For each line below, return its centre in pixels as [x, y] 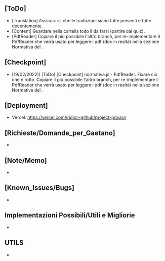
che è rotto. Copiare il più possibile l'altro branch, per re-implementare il [85, 80]
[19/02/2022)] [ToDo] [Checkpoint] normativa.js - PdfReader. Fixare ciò [84, 74]
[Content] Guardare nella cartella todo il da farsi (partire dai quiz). [78, 31]
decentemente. [27, 26]
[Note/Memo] [26, 160]
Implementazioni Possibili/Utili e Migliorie [70, 215]
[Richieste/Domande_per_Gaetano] [60, 133]
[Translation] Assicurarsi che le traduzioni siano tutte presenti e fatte [82, 20]
